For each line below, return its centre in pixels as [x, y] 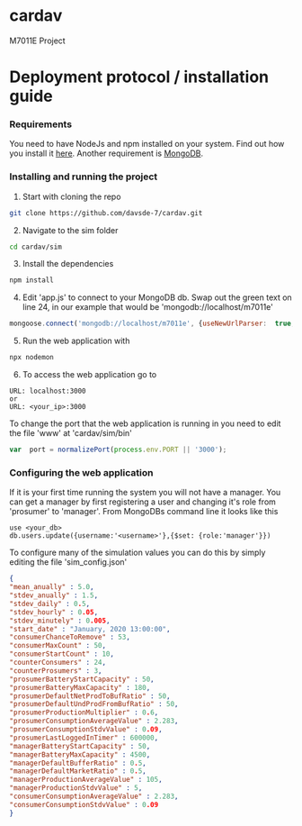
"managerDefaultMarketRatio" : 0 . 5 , [78, 771]
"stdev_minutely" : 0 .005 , [60, 621]
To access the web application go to [89, 375]
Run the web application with [76, 341]
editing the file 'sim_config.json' [68, 562]
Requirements [41, 124]
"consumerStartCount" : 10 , [62, 654]
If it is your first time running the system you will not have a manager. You [145, 493]
